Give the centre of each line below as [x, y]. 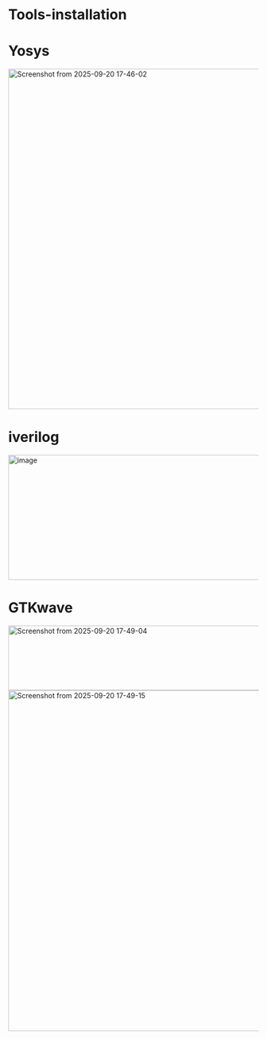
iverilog [34, 437]
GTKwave [41, 608]
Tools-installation [68, 15]
